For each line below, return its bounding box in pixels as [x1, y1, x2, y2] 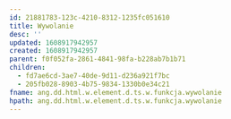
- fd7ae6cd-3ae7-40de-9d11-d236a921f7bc [17, 72, 170, 81]
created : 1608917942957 [9, 47, 98, 55]
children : [9, 64, 47, 72]
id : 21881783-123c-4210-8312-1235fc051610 [9, 13, 170, 22]
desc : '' [9, 30, 42, 38]
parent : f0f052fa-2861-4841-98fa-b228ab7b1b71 [9, 55, 186, 64]
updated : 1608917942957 [9, 38, 98, 47]
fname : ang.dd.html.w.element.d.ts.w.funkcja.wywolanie [9, 88, 222, 97]
